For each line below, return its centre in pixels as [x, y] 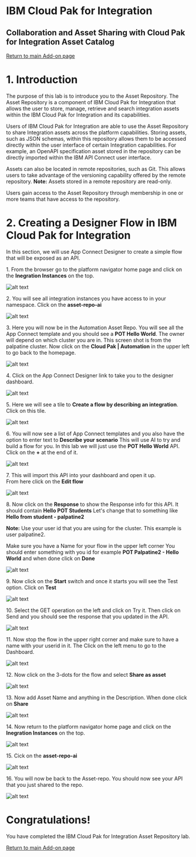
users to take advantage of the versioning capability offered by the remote [96, 175]
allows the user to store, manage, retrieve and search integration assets [93, 108]
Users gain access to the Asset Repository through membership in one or [95, 193]
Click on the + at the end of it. [42, 452]
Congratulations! [48, 820]
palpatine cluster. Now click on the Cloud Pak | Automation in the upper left [98, 346]
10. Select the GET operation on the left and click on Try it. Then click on [93, 610]
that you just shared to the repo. [45, 785]
